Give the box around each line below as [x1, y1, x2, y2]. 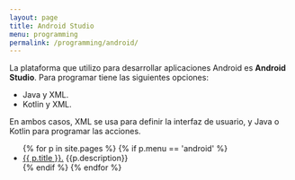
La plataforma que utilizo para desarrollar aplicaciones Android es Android [9, 63, 286, 73]
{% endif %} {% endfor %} [22, 162, 122, 173]
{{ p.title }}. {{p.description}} [22, 153, 129, 164]
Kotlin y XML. [22, 99, 72, 110]
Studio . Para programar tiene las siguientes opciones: [9, 73, 210, 83]
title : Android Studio [9, 21, 94, 30]
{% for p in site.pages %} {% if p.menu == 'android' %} [22, 143, 228, 154]
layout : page [9, 13, 58, 22]
